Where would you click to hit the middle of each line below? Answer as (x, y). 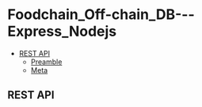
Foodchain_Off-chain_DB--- (101, 15)
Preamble (46, 62)
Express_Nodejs (62, 31)
